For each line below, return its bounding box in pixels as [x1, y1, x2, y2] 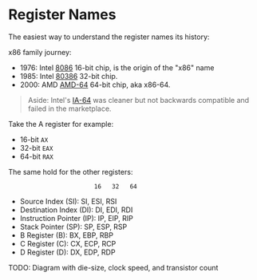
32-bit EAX [19, 143, 53, 152]
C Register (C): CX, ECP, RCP [19, 239, 117, 248]
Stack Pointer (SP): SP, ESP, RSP [19, 222, 128, 231]
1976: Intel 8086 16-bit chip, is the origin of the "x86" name [19, 62, 215, 73]
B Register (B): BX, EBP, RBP [19, 230, 114, 240]
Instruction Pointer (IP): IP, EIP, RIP [19, 213, 133, 223]
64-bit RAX [19, 152, 53, 161]
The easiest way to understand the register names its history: [8, 32, 210, 41]
